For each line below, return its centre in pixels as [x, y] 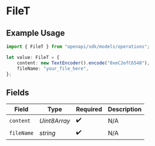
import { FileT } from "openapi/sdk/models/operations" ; [78, 46]
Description [125, 110]
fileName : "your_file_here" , [53, 69]
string [48, 133]
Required [89, 110]
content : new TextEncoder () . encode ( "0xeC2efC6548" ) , [83, 63]
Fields [18, 93]
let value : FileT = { [33, 57]
